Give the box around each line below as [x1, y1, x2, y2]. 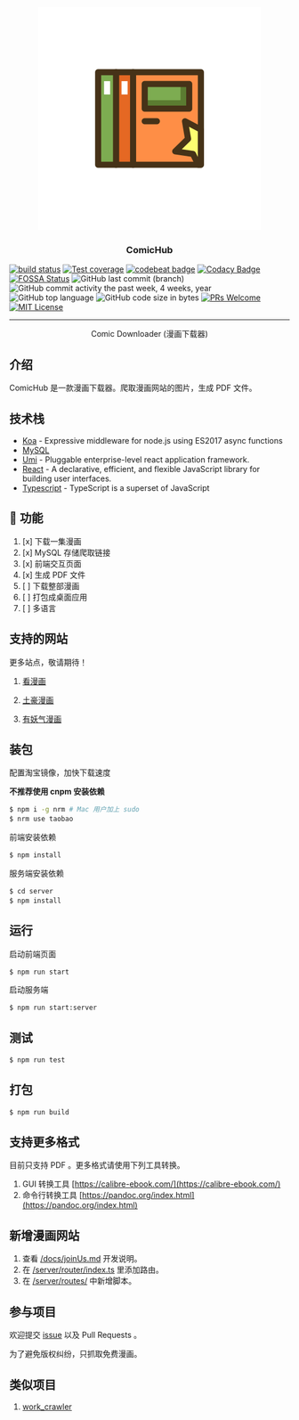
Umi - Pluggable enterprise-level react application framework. [21, 453, 250, 465]
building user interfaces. [21, 473, 112, 484]
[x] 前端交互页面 [21, 558, 82, 568]
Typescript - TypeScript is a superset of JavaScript [21, 482, 210, 493]
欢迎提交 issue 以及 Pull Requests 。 [9, 1330, 142, 1341]
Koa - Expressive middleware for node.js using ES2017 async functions [21, 435, 283, 445]
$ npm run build [9, 1107, 69, 1116]
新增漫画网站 [9, 1228, 80, 1243]
